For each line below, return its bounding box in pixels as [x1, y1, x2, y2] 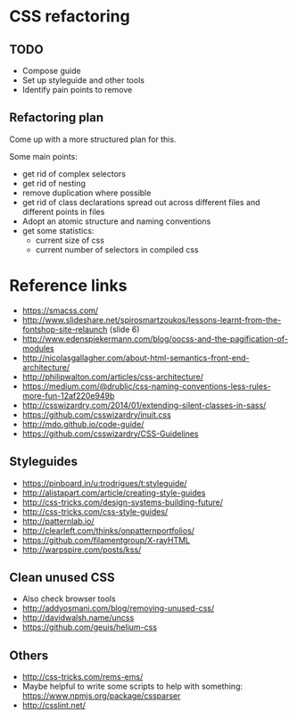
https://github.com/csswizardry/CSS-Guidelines [21, 428, 199, 439]
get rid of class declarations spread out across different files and [21, 196, 260, 207]
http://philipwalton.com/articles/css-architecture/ [21, 371, 203, 382]
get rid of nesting [21, 178, 87, 188]
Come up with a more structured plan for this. [9, 134, 177, 145]
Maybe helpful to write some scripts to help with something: [21, 681, 243, 692]
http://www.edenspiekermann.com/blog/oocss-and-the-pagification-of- [21, 333, 288, 344]
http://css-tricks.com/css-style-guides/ [21, 506, 169, 517]
